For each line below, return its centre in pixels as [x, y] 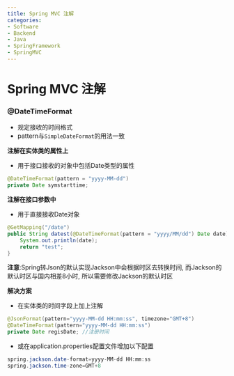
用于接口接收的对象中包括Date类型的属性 [76, 166]
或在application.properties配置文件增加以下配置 [86, 346]
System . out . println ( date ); [59, 240]
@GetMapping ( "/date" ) [39, 228]
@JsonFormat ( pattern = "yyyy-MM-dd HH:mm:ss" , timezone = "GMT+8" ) [101, 319]
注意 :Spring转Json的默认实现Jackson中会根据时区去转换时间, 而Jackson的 [115, 267]
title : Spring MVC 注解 [41, 14]
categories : [24, 20]
